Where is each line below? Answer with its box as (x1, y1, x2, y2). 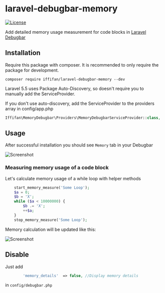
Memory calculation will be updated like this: (5, 226, 96, 232)
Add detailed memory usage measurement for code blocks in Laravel (5, 29, 146, 35)
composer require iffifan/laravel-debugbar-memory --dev (5, 76, 125, 82)
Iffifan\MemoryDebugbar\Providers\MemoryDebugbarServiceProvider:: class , (5, 115, 161, 120)
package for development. (5, 67, 59, 73)
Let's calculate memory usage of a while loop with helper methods (5, 175, 141, 181)
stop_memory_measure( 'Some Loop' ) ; (14, 217, 88, 222)
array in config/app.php (5, 105, 54, 112)
